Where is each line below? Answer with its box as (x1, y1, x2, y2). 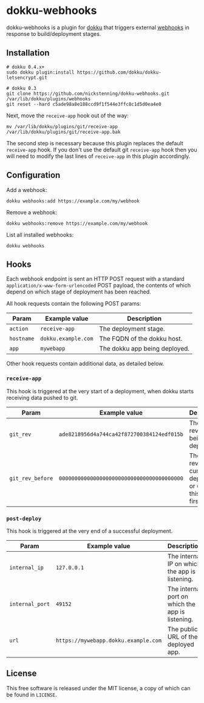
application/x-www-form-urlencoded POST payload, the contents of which (6, 282, 191, 289)
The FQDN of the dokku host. (99, 335, 183, 343)
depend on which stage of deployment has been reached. (6, 288, 152, 295)
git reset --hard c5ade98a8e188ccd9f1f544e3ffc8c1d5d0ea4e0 (6, 101, 162, 107)
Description (127, 314, 162, 323)
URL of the (167, 633, 199, 641)
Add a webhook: (6, 186, 47, 193)
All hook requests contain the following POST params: (6, 300, 141, 307)
